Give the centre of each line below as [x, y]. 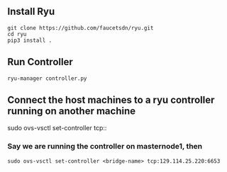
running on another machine [72, 111]
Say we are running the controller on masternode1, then [105, 147]
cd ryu [17, 34]
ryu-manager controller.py [47, 78]
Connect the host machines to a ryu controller [111, 100]
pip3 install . [30, 40]
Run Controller [40, 62]
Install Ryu [31, 12]
